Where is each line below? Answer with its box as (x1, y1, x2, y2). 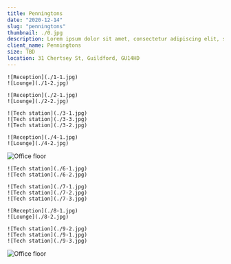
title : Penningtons (7, 10, 63, 17)
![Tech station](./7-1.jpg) (7, 183, 88, 190)
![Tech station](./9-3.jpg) (7, 237, 88, 244)
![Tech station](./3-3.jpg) (7, 115, 88, 122)
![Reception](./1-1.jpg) (7, 74, 78, 80)
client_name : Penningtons (7, 42, 81, 49)
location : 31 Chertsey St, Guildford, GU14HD (7, 55, 140, 62)
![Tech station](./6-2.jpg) (7, 171, 88, 178)
